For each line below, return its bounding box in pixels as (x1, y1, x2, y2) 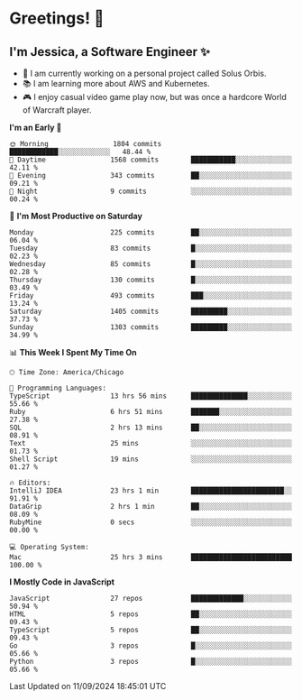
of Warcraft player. (22, 105, 92, 115)
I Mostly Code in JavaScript (9, 576, 115, 587)
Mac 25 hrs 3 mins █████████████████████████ (9, 553, 293, 562)
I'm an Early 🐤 (9, 122, 62, 133)
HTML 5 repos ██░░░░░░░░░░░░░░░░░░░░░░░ (9, 610, 293, 619)
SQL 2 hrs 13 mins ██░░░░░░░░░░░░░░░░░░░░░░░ (9, 423, 293, 432)
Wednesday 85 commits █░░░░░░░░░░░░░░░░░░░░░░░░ (9, 260, 293, 269)
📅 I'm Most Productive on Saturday (9, 211, 142, 221)
